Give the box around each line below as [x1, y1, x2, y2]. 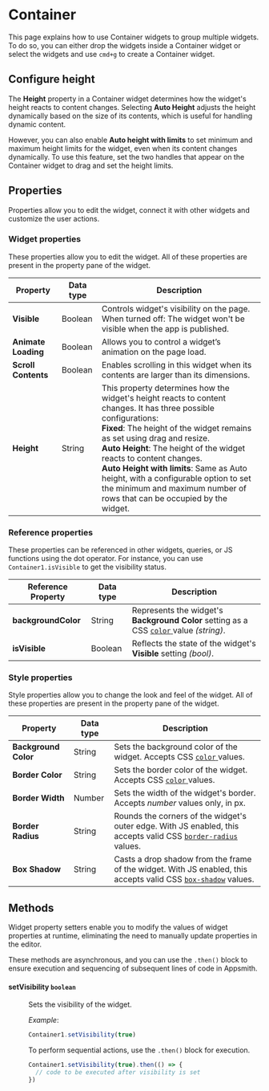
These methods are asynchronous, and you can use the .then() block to [8, 955, 248, 965]
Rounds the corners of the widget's [114, 811, 247, 822]
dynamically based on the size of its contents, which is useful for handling [8, 111, 253, 120]
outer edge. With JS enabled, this [114, 820, 239, 832]
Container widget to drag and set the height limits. [8, 161, 174, 170]
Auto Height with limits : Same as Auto [101, 462, 248, 474]
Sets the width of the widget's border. [114, 788, 256, 799]
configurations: [101, 412, 159, 423]
